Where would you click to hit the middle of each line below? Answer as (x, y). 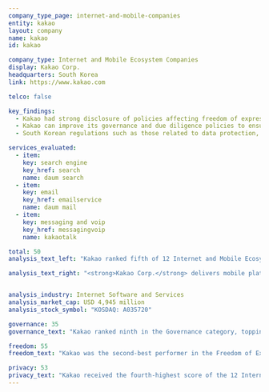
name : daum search (53, 178)
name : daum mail (50, 208)
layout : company (35, 30)
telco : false (30, 97)
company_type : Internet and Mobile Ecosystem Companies (103, 60)
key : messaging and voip (64, 222)
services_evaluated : (43, 148)
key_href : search (52, 170)
